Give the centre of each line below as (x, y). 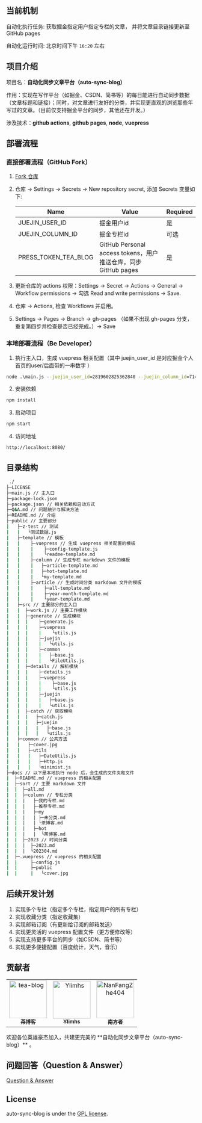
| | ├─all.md (25, 790)
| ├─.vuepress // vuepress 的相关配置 (54, 856)
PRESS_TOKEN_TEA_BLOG (56, 258)
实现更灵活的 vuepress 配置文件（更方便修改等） (75, 932)
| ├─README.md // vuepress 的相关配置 (54, 778)
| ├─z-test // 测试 (32, 527)
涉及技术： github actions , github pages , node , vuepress (78, 123)
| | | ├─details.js (38, 672)
